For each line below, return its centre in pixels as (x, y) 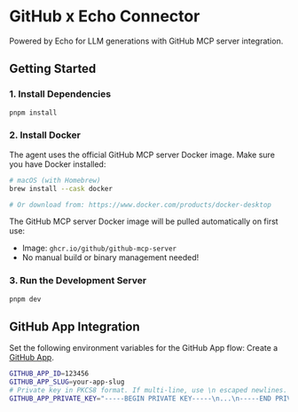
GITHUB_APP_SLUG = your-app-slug (67, 382)
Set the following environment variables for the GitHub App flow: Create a (144, 348)
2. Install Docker (45, 135)
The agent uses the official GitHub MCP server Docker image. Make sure (142, 154)
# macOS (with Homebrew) (55, 180)
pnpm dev (25, 299)
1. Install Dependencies (60, 94)
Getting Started (53, 69)
